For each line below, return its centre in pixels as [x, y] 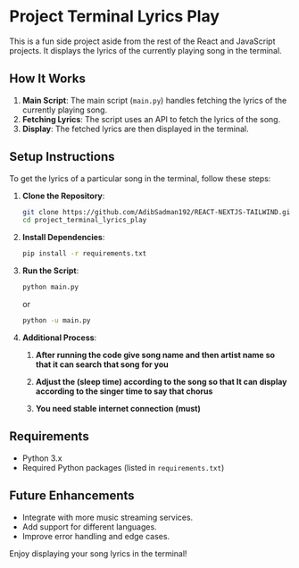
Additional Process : [59, 338]
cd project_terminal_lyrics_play [84, 221]
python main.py [50, 288]
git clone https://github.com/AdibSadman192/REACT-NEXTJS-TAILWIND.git [158, 212]
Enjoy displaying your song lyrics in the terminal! [98, 553]
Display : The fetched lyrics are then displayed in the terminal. [135, 129]
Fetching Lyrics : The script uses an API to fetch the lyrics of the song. [151, 119]
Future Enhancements [72, 496]
